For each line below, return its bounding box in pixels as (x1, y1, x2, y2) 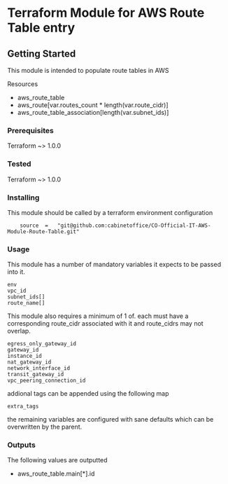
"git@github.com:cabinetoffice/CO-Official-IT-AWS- (57, 222, 211, 229)
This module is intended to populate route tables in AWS (7, 67, 169, 74)
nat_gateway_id (7, 359, 52, 366)
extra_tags (7, 403, 39, 410)
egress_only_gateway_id (7, 340, 77, 347)
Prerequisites (7, 125, 54, 135)
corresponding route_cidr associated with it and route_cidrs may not (7, 319, 204, 328)
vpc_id (7, 287, 27, 295)
